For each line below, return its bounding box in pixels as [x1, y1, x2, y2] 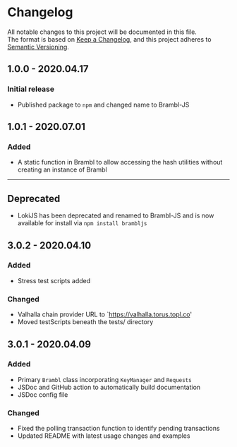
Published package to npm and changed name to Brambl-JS [17, 100, 190, 109]
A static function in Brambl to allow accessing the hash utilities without [17, 158, 223, 167]
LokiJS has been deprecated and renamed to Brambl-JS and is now [17, 211, 214, 220]
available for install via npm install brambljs [17, 219, 147, 227]
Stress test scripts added [17, 276, 91, 285]
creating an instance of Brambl [17, 165, 107, 174]
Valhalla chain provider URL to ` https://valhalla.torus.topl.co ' [17, 310, 193, 318]
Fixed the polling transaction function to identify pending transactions [17, 424, 220, 433]
